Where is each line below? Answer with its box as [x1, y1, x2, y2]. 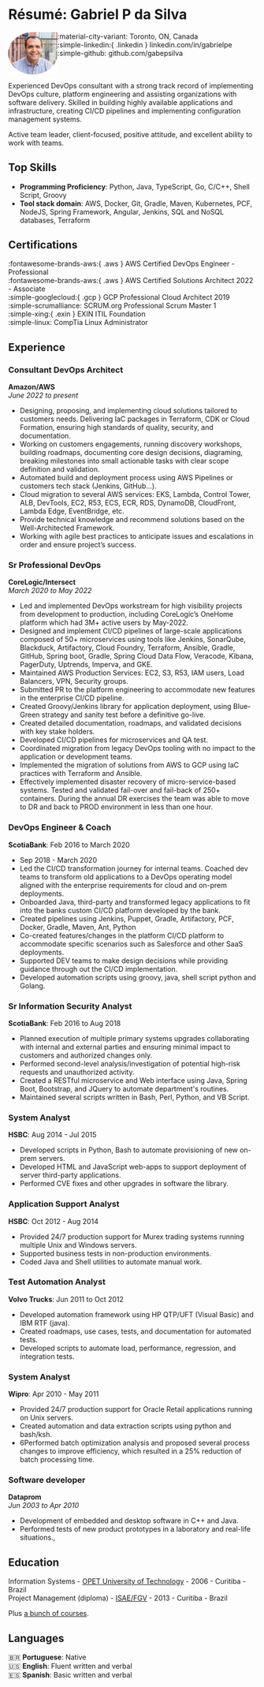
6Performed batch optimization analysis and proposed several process [19, 1438, 251, 1448]
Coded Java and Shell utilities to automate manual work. [19, 1256, 203, 1267]
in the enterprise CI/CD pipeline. [19, 693, 125, 703]
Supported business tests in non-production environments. [19, 1248, 211, 1258]
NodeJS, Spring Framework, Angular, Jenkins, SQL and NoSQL [19, 207, 225, 216]
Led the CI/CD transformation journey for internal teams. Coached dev [19, 864, 248, 873]
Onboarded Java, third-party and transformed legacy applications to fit [19, 897, 251, 906]
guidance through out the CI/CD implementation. [19, 964, 178, 973]
